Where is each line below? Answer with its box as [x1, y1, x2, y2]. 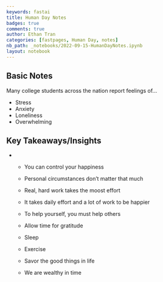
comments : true [6, 25, 45, 32]
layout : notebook [6, 49, 50, 55]
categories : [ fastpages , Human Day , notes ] [6, 37, 119, 43]
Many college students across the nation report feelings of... [6, 87, 158, 94]
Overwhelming [15, 118, 52, 125]
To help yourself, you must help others [24, 210, 121, 218]
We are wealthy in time [24, 269, 82, 277]
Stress [15, 98, 32, 106]
